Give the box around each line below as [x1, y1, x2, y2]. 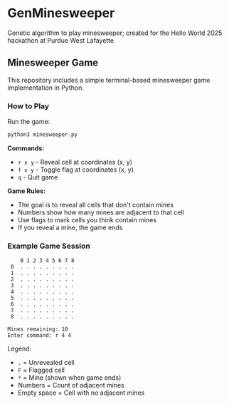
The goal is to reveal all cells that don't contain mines [17, 200, 174, 209]
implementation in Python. [7, 83, 84, 92]
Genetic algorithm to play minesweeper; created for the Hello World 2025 [7, 29, 223, 37]
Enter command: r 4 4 [7, 332, 72, 339]
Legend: [7, 344, 32, 353]
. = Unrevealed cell [17, 358, 75, 367]
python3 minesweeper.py [7, 131, 78, 138]
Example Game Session [7, 241, 90, 251]
